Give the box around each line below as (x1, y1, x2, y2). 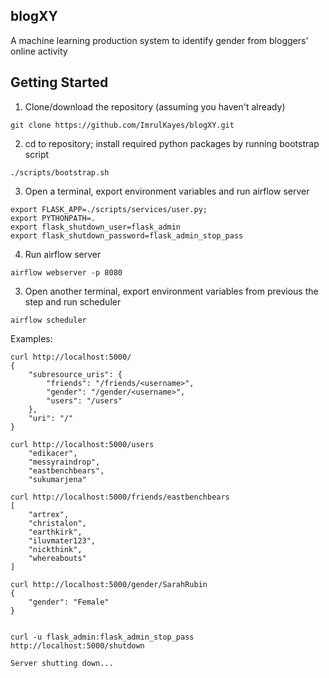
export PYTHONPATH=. (10, 213, 97, 223)
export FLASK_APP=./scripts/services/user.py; (10, 204, 208, 214)
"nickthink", (28, 544, 83, 554)
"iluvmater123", (28, 535, 97, 546)
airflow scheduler (10, 315, 87, 325)
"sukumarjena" (28, 474, 87, 484)
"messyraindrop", (28, 457, 101, 467)
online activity (10, 45, 68, 57)
